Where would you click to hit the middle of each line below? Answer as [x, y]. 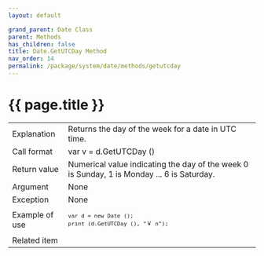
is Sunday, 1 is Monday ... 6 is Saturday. [141, 174]
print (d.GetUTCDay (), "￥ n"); [118, 224]
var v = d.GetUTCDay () [112, 152]
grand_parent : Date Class [50, 29]
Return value [35, 169]
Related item [35, 240]
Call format [33, 152]
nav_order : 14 [31, 59]
